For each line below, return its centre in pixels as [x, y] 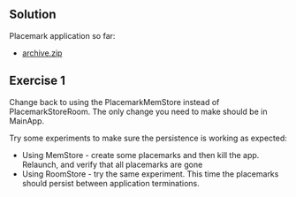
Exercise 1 [38, 81]
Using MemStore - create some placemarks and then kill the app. [140, 155]
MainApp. [27, 121]
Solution [33, 15]
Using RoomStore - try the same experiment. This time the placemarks [150, 174]
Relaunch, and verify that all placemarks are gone [112, 164]
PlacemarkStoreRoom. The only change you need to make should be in [138, 111]
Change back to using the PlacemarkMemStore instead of [114, 102]
